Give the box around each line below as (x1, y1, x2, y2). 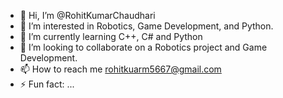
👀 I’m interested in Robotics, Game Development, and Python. (19, 20, 274, 32)
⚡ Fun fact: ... (19, 78, 75, 90)
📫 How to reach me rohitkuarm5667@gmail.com (19, 63, 222, 75)
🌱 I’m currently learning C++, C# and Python (19, 31, 203, 42)
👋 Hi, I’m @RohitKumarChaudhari (19, 10, 156, 21)
